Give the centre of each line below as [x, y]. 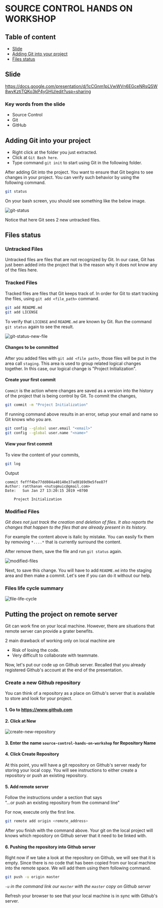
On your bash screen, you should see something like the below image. [75, 200]
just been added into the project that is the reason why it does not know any [81, 265]
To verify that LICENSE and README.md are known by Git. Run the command [78, 321]
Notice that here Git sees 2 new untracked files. [53, 220]
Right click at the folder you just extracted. [54, 152]
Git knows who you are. [29, 419]
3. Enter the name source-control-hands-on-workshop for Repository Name [81, 743]
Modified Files [22, 511]
